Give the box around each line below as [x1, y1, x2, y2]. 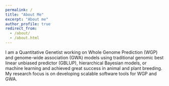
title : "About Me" [5, 12, 44, 17]
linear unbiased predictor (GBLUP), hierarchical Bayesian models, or [5, 60, 147, 66]
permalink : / [5, 7, 33, 13]
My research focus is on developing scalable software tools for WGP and [5, 70, 157, 76]
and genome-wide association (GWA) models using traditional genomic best [5, 54, 164, 60]
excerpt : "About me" [5, 17, 49, 22]
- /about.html [10, 36, 39, 41]
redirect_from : [5, 26, 37, 31]
